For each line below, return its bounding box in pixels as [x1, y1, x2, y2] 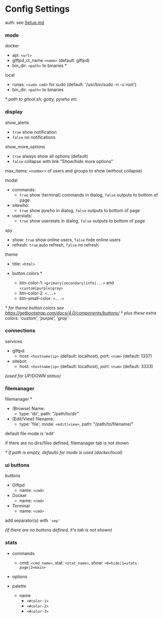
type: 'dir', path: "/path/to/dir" [19, 411, 79, 417]
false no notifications [12, 134, 56, 140]
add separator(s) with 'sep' [5, 517, 61, 523]
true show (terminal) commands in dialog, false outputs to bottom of [19, 192, 158, 198]
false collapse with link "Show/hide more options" [12, 158, 113, 164]
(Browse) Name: [12, 406, 45, 412]
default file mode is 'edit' [5, 431, 55, 436]
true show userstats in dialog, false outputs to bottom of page [19, 218, 145, 224]
